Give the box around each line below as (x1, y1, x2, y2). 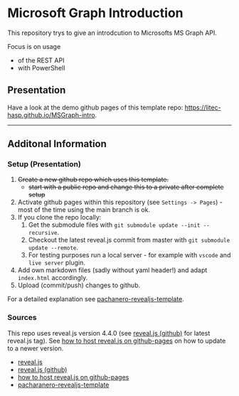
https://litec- (184, 103, 222, 112)
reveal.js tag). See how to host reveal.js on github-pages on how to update (7, 336, 226, 345)
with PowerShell (17, 63, 65, 72)
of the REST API (17, 55, 65, 65)
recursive (28, 230, 58, 237)
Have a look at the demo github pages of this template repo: (7, 103, 184, 112)
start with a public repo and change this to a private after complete (28, 183, 224, 191)
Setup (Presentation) (7, 159, 82, 169)
